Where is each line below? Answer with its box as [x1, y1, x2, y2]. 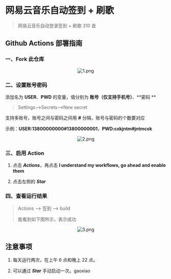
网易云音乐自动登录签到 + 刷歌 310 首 [17, 23, 96, 29]
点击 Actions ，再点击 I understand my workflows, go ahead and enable [12, 162, 166, 168]
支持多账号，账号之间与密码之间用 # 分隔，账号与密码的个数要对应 [5, 115, 145, 121]
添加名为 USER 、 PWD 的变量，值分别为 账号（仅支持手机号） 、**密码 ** [5, 94, 156, 100]
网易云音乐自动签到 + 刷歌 [5, 5, 114, 16]
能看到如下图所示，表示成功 [17, 216, 77, 222]
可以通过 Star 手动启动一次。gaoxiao [12, 268, 91, 274]
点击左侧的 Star [12, 179, 46, 185]
